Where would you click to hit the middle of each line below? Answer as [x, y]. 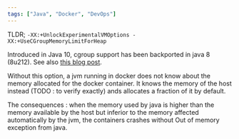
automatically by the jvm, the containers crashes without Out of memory [113, 120]
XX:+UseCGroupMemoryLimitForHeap [57, 41]
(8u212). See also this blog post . [55, 62]
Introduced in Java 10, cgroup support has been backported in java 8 [109, 54]
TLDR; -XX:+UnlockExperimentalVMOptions [68, 34]
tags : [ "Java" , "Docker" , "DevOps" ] [62, 14]
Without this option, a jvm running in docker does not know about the [109, 76]
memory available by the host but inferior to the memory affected [103, 112]
